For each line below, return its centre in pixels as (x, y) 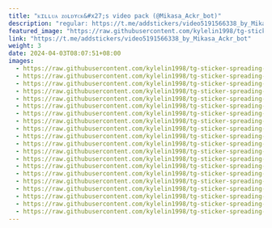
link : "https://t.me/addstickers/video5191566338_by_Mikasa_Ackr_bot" (130, 38)
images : (21, 61)
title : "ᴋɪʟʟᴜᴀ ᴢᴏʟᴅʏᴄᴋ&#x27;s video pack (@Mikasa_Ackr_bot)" (115, 16)
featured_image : (36, 31)
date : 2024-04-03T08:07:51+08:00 (65, 53)
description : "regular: (49, 23)
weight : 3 (25, 46)
